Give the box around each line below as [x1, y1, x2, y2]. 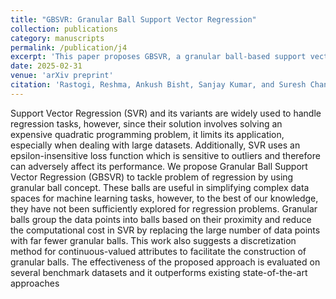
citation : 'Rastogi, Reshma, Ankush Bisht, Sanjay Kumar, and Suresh [10, 80, 307, 90]
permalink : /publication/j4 [10, 42, 128, 53]
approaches [10, 277, 60, 289]
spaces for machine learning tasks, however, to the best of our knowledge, [10, 192, 319, 204]
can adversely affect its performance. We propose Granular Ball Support [10, 160, 308, 172]
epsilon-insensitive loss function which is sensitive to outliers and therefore [10, 149, 321, 161]
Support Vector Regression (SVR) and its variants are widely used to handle [10, 107, 322, 119]
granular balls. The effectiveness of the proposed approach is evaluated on [10, 256, 321, 268]
